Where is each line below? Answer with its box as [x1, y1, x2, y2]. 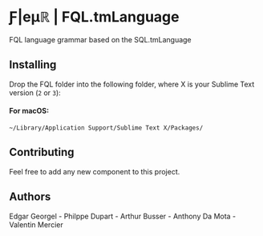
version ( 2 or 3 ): [9, 87, 61, 98]
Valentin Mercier [9, 219, 63, 230]
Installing [9, 58, 57, 72]
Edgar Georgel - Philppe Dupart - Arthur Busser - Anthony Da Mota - [9, 211, 237, 221]
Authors [9, 190, 51, 204]
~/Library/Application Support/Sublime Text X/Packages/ [9, 123, 204, 132]
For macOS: [9, 106, 50, 116]
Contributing [9, 146, 75, 159]
